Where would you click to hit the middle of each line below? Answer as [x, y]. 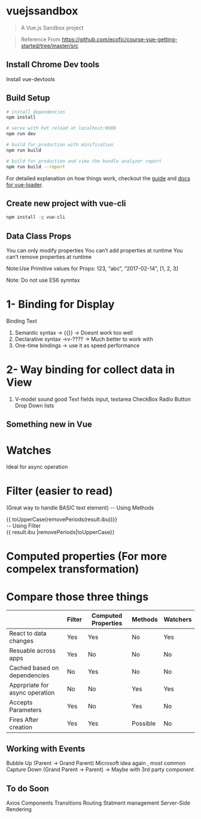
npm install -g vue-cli [36, 218]
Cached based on [34, 668]
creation [21, 727]
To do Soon [28, 788]
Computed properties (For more [87, 556]
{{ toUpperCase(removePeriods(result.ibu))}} [62, 519]
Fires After [24, 720]
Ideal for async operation [37, 467]
